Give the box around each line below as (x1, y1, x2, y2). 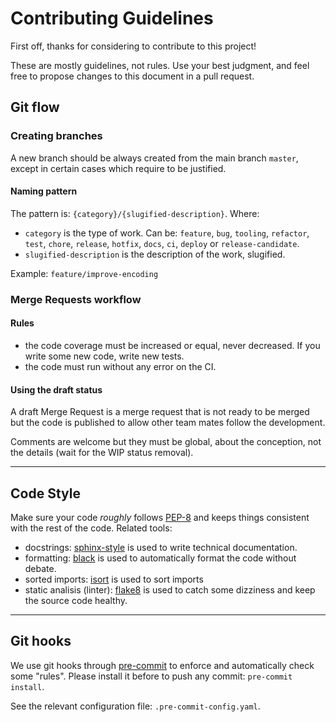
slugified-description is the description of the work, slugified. (24, 248, 286, 260)
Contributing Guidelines (10, 7, 214, 30)
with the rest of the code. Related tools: (10, 522, 173, 534)
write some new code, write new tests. (24, 350, 185, 362)
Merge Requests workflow (10, 292, 142, 306)
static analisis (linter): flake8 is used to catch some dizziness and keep (24, 583, 316, 596)
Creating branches (10, 129, 103, 143)
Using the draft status (10, 383, 103, 396)
